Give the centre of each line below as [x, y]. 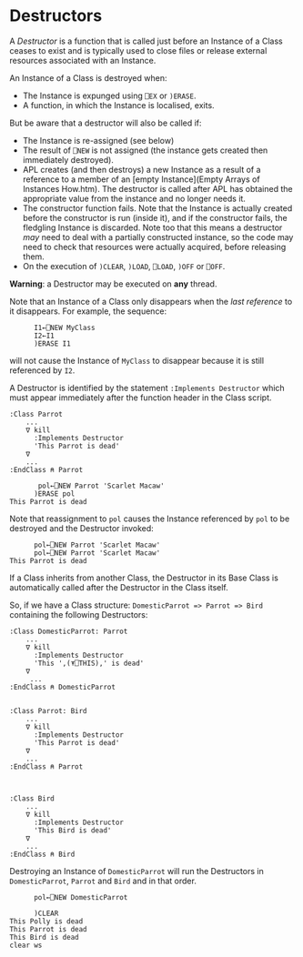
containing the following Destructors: [79, 614]
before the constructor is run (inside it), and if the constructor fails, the [155, 217]
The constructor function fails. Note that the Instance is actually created [157, 208]
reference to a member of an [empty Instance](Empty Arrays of [141, 179]
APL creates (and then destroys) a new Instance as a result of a [141, 169]
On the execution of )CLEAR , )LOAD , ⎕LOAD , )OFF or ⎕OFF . [124, 266]
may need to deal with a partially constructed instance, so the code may [158, 237]
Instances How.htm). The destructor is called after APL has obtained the [157, 188]
